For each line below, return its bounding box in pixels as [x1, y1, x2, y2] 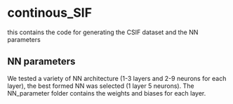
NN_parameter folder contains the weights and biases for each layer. [7, 89, 206, 97]
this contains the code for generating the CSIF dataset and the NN [7, 28, 199, 36]
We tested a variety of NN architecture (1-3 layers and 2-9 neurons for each [7, 74, 227, 82]
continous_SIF [7, 5, 93, 21]
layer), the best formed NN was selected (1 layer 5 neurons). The [7, 82, 194, 90]
